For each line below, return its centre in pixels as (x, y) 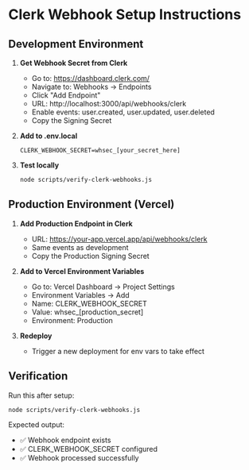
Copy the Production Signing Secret (90, 256)
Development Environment (76, 44)
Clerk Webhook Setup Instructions (124, 15)
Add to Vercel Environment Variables (82, 271)
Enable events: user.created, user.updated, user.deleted (123, 112)
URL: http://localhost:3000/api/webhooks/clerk (109, 104)
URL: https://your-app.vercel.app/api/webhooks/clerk (120, 239)
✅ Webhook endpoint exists (65, 440)
